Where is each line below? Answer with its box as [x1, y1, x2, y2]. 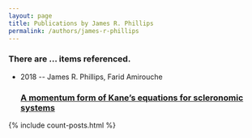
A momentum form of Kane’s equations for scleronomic [19, 92, 244, 103]
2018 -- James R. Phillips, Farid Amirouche [19, 72, 164, 82]
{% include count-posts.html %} [8, 120, 116, 130]
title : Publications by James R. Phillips [8, 19, 154, 27]
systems [19, 102, 55, 113]
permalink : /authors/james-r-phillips [8, 27, 139, 35]
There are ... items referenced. [8, 53, 131, 65]
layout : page [8, 11, 53, 20]
